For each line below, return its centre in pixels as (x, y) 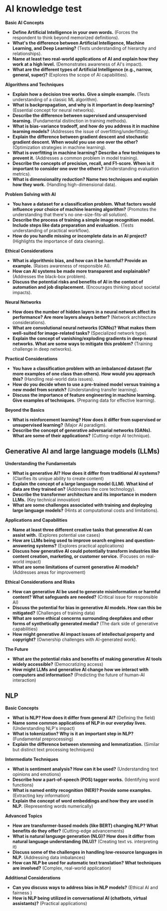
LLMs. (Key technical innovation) (46, 500)
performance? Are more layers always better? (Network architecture (84, 317)
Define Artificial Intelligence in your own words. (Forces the (75, 32)
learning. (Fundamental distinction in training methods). (70, 121)
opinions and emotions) (37, 774)
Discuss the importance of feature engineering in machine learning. (84, 395)
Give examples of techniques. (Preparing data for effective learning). (84, 400)
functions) (23, 785)
